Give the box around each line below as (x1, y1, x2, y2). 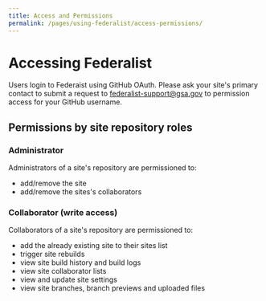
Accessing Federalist (8, 54, 153, 72)
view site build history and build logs (19, 258, 141, 267)
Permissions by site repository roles (8, 120, 193, 134)
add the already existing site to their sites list (19, 241, 168, 250)
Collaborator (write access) (8, 207, 118, 218)
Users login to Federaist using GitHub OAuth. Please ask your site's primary (8, 80, 259, 90)
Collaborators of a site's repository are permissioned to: (8, 226, 194, 235)
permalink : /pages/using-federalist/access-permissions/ (8, 19, 203, 27)
